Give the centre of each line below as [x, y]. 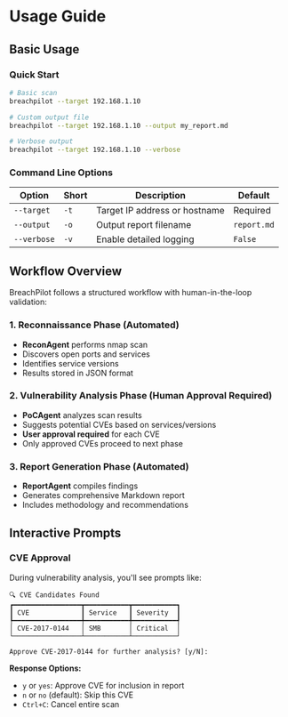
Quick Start [34, 75]
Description [160, 196]
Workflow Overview [66, 271]
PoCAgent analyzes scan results [82, 415]
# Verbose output [41, 141]
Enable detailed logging [145, 239]
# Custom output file [49, 117]
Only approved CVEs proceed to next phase [103, 443]
